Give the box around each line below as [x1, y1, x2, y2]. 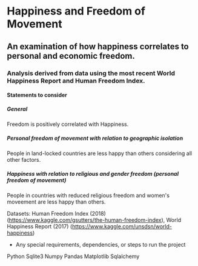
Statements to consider [7, 91, 67, 99]
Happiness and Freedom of [7, 4, 146, 18]
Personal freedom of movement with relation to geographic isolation [7, 135, 183, 142]
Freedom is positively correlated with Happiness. [7, 121, 129, 128]
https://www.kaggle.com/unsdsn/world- [72, 223, 172, 230]
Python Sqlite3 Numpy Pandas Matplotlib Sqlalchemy [7, 253, 140, 260]
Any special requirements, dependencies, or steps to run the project [15, 241, 186, 248]
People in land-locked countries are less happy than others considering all [7, 150, 193, 157]
